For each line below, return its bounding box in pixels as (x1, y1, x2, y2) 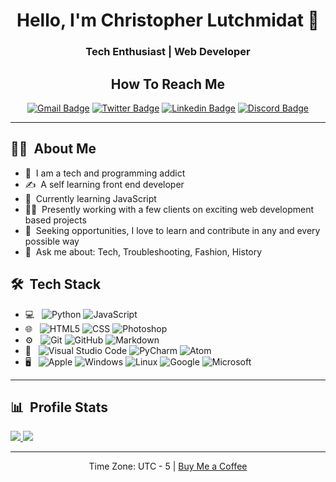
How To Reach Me (110, 75, 226, 93)
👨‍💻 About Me (10, 140, 97, 158)
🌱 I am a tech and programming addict (24, 167, 186, 179)
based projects (24, 214, 87, 226)
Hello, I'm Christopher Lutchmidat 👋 (16, 9, 320, 32)
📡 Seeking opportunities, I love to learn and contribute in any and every (24, 224, 321, 236)
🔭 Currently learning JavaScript (24, 192, 157, 204)
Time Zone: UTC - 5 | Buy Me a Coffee (88, 460, 248, 473)
